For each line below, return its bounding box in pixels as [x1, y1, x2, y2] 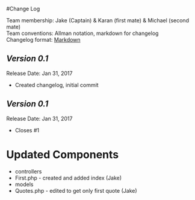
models [14, 181, 34, 188]
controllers [14, 167, 42, 175]
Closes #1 [14, 126, 40, 134]
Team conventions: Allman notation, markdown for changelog [6, 30, 159, 37]
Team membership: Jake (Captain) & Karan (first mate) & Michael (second [6, 17, 190, 24]
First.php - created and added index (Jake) [14, 174, 122, 181]
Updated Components [6, 147, 119, 161]
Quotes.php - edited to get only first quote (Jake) [14, 187, 137, 194]
